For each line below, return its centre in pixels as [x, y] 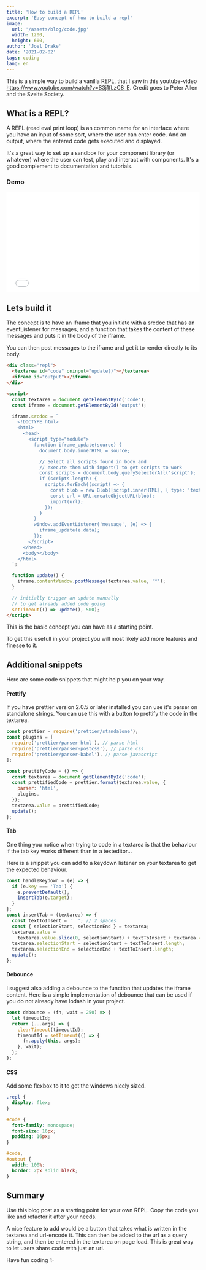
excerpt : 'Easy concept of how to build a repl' [70, 18]
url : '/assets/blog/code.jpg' [50, 29]
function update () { [38, 576]
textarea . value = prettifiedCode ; [56, 806]
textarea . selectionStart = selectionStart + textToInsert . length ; [98, 944]
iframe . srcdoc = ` [36, 416]
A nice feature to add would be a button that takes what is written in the [97, 1229]
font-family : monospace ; [44, 1125]
